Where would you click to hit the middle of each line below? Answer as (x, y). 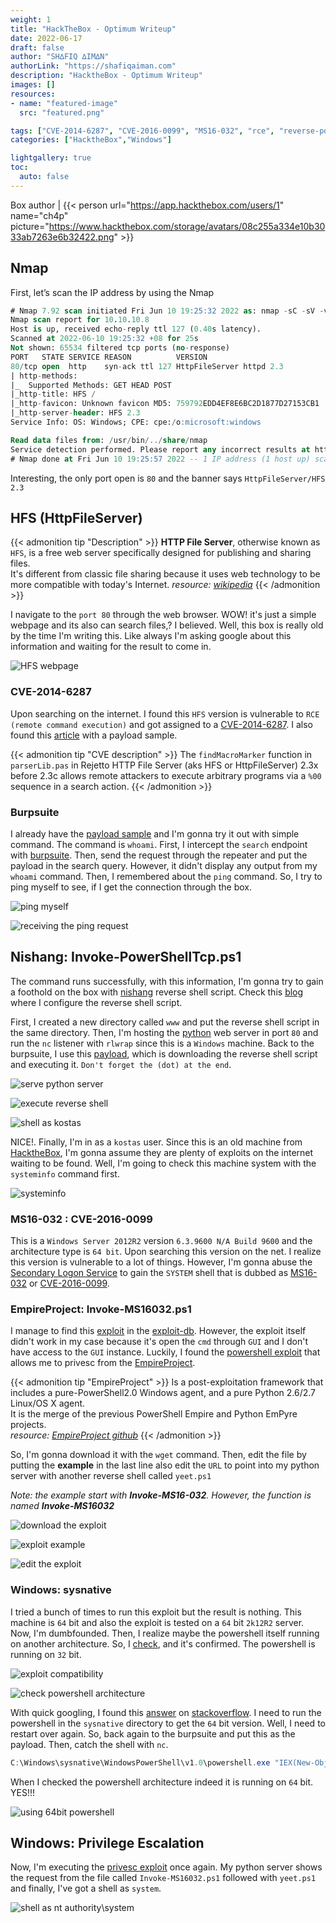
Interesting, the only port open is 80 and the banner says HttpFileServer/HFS (168, 478)
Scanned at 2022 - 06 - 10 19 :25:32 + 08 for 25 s (104, 339)
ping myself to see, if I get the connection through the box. (131, 887)
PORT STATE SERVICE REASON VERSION (109, 357)
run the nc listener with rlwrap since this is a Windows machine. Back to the (162, 1043)
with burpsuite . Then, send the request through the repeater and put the (159, 855)
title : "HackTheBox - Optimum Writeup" (93, 29)
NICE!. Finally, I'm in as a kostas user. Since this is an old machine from (156, 1142)
